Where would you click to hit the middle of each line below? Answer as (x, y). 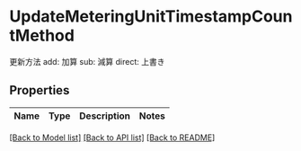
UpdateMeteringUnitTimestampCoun (151, 17)
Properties (40, 90)
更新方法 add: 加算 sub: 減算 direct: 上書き (87, 61)
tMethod (42, 36)
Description (105, 116)
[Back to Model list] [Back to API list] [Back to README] (112, 138)
